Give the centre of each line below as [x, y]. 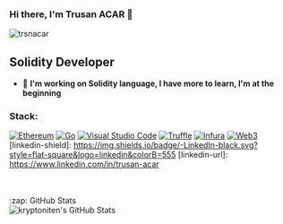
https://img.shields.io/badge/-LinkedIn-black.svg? [165, 145]
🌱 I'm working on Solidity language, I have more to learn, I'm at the [148, 83]
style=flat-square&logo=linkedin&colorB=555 [93, 155]
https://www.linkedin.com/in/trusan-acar [84, 164]
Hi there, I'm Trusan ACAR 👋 [71, 14]
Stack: [24, 116]
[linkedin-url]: [203, 155]
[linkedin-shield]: [40, 145]
